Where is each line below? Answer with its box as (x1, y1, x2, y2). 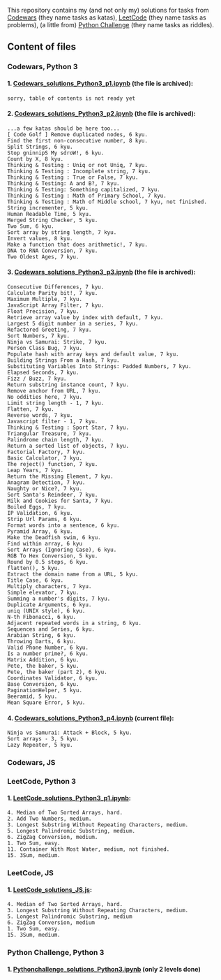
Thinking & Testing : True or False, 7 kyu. (7, 174, 139, 181)
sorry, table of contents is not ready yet (7, 94, 136, 102)
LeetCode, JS (7, 868, 54, 878)
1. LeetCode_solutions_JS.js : (7, 885, 93, 893)
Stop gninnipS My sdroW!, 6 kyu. (7, 149, 105, 156)
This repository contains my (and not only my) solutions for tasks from (7, 6, 209, 14)
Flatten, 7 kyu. (7, 405, 54, 413)
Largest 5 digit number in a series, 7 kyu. (7, 320, 139, 327)
